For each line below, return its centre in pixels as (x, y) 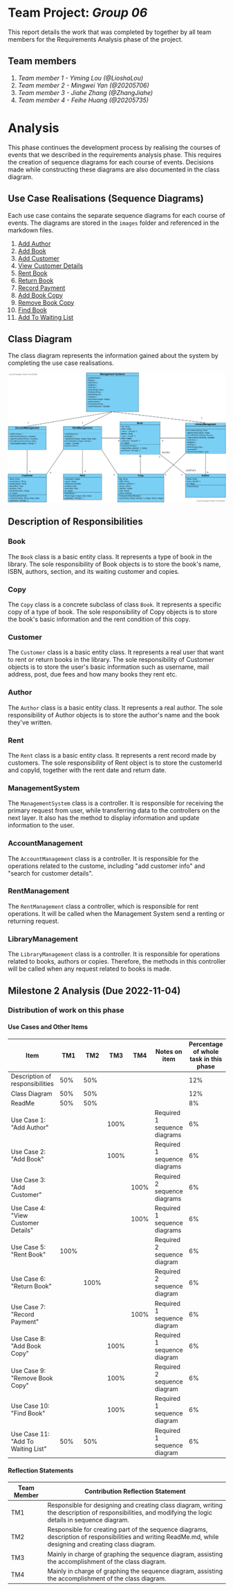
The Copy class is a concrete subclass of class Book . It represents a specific (115, 604)
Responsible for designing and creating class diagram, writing (135, 1505)
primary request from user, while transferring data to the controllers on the (114, 810)
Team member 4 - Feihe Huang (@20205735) (83, 100)
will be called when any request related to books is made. (90, 969)
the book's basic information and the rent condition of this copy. (99, 620)
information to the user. (41, 825)
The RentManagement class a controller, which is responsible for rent (103, 906)
